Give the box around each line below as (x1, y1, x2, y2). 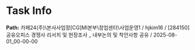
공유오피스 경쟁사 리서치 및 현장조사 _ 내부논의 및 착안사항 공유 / (6, 31, 152, 38)
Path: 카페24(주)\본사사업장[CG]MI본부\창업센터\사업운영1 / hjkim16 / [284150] (6, 24, 190, 31)
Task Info (6, 4, 52, 17)
